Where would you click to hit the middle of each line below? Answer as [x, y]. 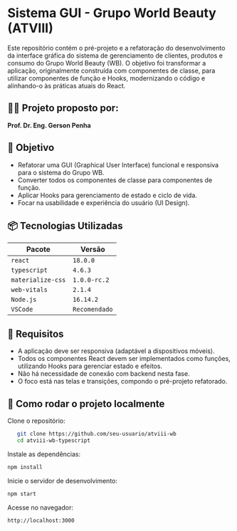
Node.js [24, 300]
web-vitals [29, 290]
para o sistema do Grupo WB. [61, 172]
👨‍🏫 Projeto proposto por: [63, 108]
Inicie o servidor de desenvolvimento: [63, 480]
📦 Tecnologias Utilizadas [65, 226]
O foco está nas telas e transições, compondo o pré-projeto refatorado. [122, 382]
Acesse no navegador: [40, 508]
